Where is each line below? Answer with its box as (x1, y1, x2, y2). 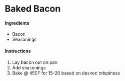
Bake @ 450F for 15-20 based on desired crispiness (12, 70, 120, 76)
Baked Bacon (5, 3, 61, 15)
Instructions (5, 48, 31, 54)
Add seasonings (12, 64, 46, 70)
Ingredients (5, 20, 30, 26)
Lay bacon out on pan (12, 59, 57, 65)
